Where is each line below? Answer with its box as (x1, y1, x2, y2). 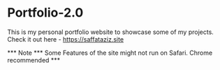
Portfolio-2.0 (7, 5, 84, 21)
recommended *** (7, 55, 61, 64)
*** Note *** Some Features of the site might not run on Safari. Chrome (7, 49, 213, 57)
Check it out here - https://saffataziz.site (7, 35, 124, 43)
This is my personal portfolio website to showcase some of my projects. (7, 28, 214, 36)
